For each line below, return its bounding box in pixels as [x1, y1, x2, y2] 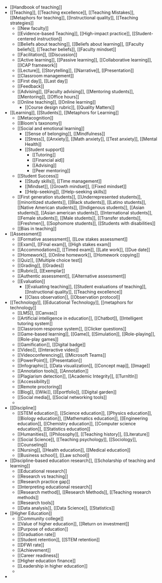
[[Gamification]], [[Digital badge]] [17, 342, 86, 347]
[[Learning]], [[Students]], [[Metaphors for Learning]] [9, 110, 119, 116]
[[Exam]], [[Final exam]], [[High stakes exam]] [17, 242, 111, 247]
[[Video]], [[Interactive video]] [17, 347, 79, 353]
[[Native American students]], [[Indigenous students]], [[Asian [17, 204, 145, 210]
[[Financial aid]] [32, 157, 65, 163]
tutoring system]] [17, 321, 53, 326]
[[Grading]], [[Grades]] [17, 262, 64, 268]
